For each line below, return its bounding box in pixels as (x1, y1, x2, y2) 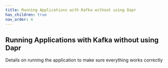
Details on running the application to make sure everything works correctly (5, 57, 163, 63)
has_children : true (5, 12, 47, 17)
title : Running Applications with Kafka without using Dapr (5, 7, 137, 13)
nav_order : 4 (5, 17, 33, 22)
